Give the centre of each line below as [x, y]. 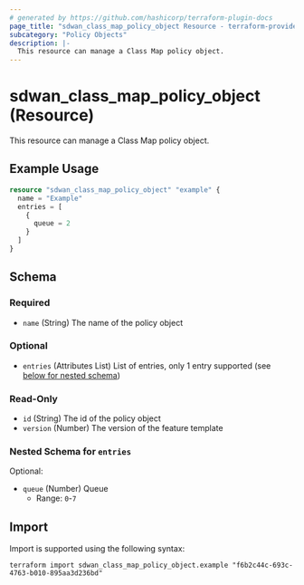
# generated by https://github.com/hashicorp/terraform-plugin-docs [141, 18]
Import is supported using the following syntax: [97, 549]
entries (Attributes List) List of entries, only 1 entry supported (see [147, 365]
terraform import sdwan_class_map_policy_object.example [119, 566]
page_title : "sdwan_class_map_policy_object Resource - [117, 26]
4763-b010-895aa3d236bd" [56, 573]
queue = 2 [52, 224]
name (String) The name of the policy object [103, 322]
